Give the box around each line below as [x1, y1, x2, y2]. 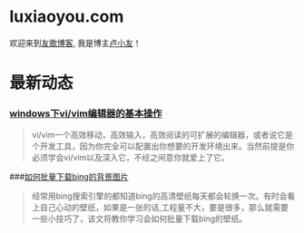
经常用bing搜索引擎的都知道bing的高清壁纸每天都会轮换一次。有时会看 [31, 190, 296, 201]
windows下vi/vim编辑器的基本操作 [9, 107, 162, 120]
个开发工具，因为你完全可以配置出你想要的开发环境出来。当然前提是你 [31, 141, 295, 151]
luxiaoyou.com [9, 6, 124, 27]
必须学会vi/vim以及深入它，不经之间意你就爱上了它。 [31, 152, 230, 163]
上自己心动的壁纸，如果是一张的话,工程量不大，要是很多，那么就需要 [31, 202, 289, 213]
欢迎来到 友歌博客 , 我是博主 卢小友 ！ [9, 37, 142, 48]
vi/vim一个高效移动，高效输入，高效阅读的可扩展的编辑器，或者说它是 [31, 130, 293, 141]
